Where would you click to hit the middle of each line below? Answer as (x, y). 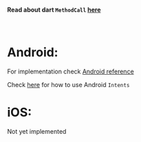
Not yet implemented (37, 132)
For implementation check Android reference (70, 71)
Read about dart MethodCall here (54, 10)
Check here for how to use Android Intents (68, 85)
